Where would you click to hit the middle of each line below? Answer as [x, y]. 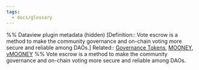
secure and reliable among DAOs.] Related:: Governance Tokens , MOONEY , [100, 47]
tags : [13, 12]
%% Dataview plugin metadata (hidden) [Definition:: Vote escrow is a [92, 34]
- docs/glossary [32, 17]
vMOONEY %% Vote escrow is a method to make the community [87, 54]
